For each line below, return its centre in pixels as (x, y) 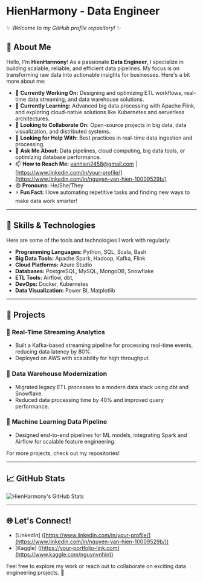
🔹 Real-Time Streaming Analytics (56, 332)
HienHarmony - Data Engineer (83, 11)
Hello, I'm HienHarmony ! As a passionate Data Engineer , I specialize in (95, 62)
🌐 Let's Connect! (39, 521)
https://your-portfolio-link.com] (81, 548)
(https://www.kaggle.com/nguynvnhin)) (64, 555)
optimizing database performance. (58, 157)
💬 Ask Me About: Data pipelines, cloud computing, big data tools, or (100, 150)
